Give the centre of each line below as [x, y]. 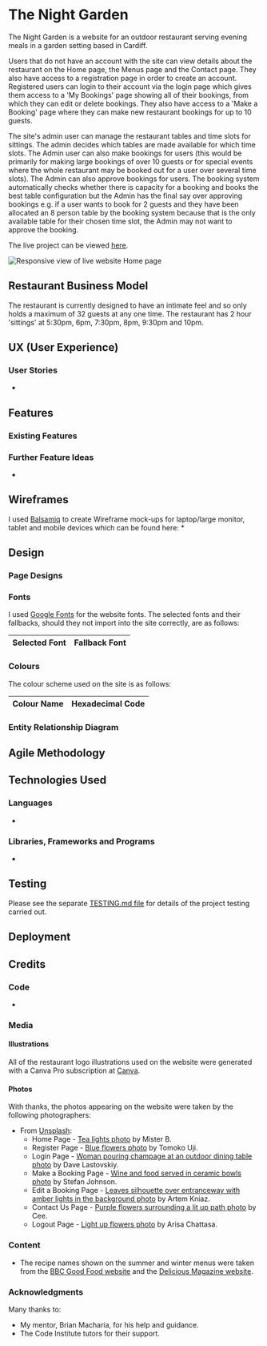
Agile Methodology [57, 754]
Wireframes [39, 500]
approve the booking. [44, 229]
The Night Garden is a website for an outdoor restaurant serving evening [128, 37]
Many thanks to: [35, 1309]
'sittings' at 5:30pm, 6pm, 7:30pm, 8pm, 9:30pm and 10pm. [106, 322]
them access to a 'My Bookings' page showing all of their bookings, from [129, 95]
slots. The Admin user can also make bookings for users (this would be [125, 153]
